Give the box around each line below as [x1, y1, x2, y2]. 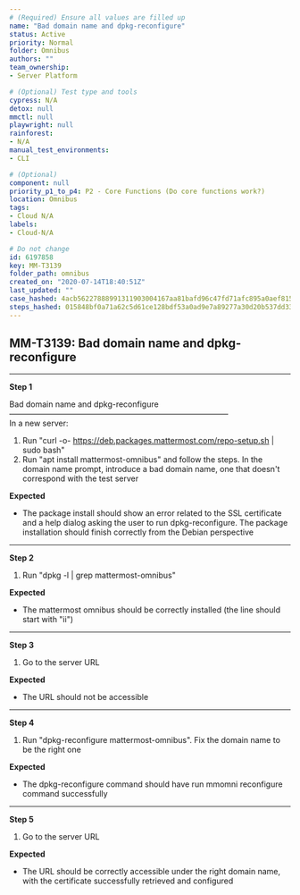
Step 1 [9, 382, 33, 393]
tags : [9, 203, 29, 213]
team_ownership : [9, 63, 70, 72]
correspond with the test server [21, 473, 139, 484]
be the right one [21, 744, 82, 756]
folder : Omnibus [9, 46, 70, 55]
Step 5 [9, 815, 34, 825]
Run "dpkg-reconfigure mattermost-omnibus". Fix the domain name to [21, 735, 281, 746]
